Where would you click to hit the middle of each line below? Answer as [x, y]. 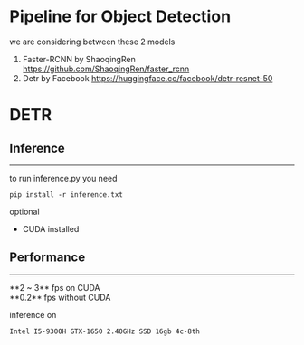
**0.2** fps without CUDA [60, 297]
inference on [33, 314]
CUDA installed [51, 228]
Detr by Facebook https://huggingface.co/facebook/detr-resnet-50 [147, 78]
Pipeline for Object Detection [120, 17]
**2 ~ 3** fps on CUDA [55, 287]
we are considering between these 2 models [92, 42]
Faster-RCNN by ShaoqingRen [79, 59]
